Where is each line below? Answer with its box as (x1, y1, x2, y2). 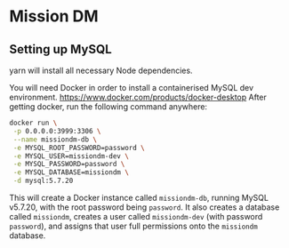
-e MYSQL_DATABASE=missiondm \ (12, 168, 129, 177)
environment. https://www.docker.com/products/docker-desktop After (9, 92, 267, 102)
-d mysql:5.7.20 (12, 176, 74, 186)
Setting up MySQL (9, 42, 113, 57)
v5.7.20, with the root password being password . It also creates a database (9, 202, 280, 212)
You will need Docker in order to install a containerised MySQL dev (9, 83, 254, 92)
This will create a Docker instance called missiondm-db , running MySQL (9, 193, 269, 203)
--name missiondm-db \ (12, 135, 98, 144)
